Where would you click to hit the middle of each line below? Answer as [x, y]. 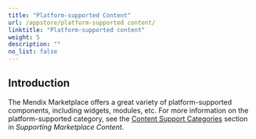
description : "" [34, 45]
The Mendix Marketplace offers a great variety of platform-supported [120, 102]
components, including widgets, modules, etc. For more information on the [128, 110]
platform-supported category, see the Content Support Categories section [128, 119]
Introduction [39, 83]
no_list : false [33, 52]
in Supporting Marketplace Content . [66, 127]
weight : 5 [24, 37]
